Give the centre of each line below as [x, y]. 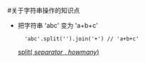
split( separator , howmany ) [58, 52]
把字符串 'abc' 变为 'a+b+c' [58, 25]
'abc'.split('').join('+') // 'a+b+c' [82, 39]
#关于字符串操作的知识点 [44, 10]
